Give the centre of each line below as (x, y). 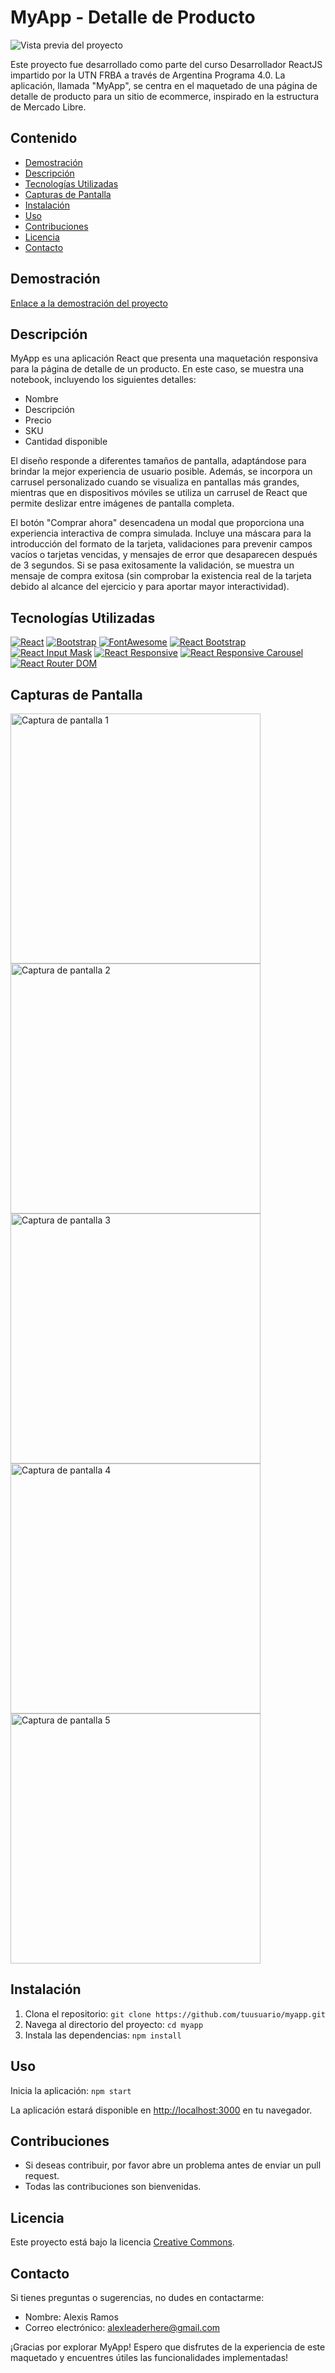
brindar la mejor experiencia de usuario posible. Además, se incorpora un (161, 472)
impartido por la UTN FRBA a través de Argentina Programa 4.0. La (148, 75)
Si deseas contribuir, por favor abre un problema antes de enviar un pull (173, 2165)
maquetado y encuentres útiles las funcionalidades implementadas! (149, 2358)
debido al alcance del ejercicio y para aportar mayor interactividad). (150, 587)
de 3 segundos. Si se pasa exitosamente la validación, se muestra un (152, 565)
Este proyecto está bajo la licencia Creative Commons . (122, 2242)
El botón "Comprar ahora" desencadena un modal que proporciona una (157, 523)
